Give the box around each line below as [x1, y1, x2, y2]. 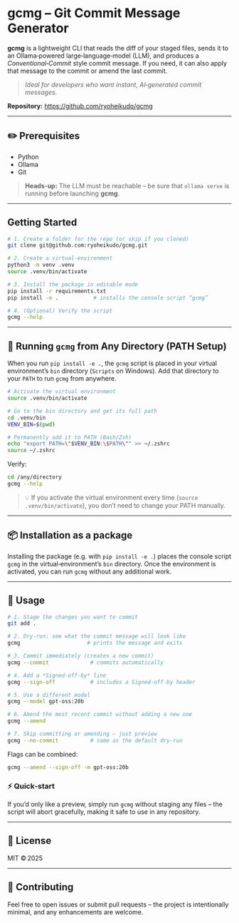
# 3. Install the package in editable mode [7, 280, 139, 288]
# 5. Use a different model [7, 691, 91, 698]
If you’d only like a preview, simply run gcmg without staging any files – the [7, 800, 223, 808]
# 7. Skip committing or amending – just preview [7, 730, 158, 738]
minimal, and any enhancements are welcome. [7, 907, 144, 916]
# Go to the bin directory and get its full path [7, 407, 158, 414]
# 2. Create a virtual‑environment [7, 255, 113, 262]
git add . [7, 620, 37, 627]
